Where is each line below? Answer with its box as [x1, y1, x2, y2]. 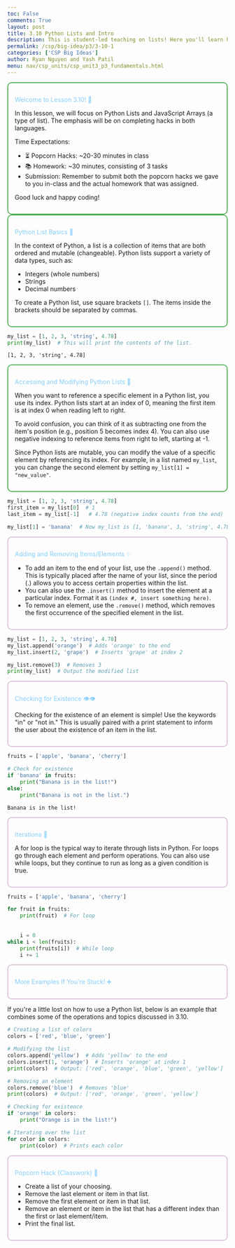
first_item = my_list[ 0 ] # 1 [7, 504, 96, 512]
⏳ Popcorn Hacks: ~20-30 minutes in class [24, 151, 149, 160]
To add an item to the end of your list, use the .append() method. [24, 564, 212, 572]
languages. [15, 123, 47, 132]
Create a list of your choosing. [24, 1182, 112, 1191]
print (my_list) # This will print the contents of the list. [7, 339, 192, 346]
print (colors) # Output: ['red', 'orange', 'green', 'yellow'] [7, 1091, 199, 1098]
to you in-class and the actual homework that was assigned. [24, 179, 199, 188]
